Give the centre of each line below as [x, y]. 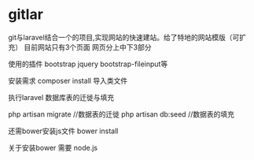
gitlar [26, 15]
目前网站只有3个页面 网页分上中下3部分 [87, 47]
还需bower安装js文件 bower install [63, 131]
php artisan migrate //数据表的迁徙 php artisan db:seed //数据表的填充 [121, 114]
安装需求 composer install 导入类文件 [68, 80]
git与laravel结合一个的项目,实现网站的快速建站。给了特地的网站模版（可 [124, 37]
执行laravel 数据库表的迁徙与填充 [61, 97]
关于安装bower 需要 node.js [53, 147]
